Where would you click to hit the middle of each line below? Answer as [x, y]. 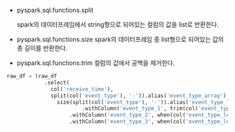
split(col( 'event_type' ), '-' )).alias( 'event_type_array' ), [140, 96]
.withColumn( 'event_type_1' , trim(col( [140, 109]
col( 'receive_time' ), [82, 89]
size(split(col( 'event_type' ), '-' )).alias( [123, 102]
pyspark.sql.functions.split [55, 10]
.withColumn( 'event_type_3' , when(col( [128, 122]
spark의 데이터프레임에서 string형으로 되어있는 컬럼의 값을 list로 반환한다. [117, 24]
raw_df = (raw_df [32, 76]
